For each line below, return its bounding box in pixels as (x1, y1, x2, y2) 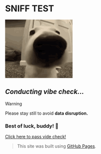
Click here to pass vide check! (5, 134, 66, 140)
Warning (5, 100, 22, 106)
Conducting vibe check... (5, 88, 84, 96)
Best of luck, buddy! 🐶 (5, 123, 59, 129)
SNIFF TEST (5, 3, 54, 14)
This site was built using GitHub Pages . (17, 143, 97, 149)
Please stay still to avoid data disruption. (5, 110, 88, 116)
